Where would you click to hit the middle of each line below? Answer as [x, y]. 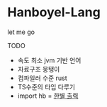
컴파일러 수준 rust [42, 78]
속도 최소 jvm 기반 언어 [49, 60]
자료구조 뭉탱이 [39, 69]
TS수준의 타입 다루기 [46, 86]
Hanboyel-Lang [54, 12]
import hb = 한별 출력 [48, 96]
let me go [21, 32]
